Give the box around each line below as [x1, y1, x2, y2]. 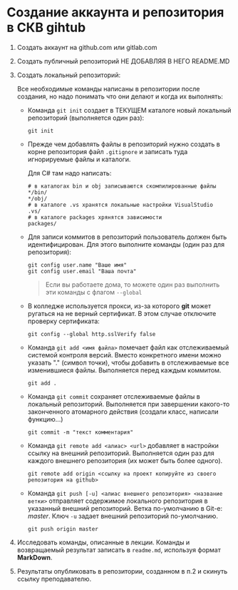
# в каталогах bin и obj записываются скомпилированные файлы [27, 183, 217, 190]
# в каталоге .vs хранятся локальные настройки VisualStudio [27, 201, 213, 208]
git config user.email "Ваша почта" [27, 268, 137, 275]
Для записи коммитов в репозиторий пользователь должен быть [27, 233, 227, 241]
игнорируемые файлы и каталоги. [27, 155, 131, 163]
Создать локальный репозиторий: [16, 71, 121, 79]
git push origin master [27, 525, 99, 532]
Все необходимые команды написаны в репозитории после [16, 84, 200, 93]
